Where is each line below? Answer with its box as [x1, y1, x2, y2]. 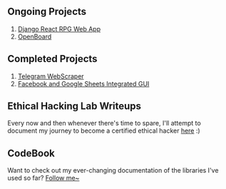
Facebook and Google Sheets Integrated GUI [17, 79, 150, 88]
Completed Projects [7, 53, 98, 65]
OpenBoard [17, 32, 52, 41]
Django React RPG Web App [17, 24, 101, 33]
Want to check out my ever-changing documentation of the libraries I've [7, 166, 219, 175]
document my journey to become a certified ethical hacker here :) [7, 126, 201, 135]
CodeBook [7, 147, 55, 159]
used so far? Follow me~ [7, 174, 80, 183]
